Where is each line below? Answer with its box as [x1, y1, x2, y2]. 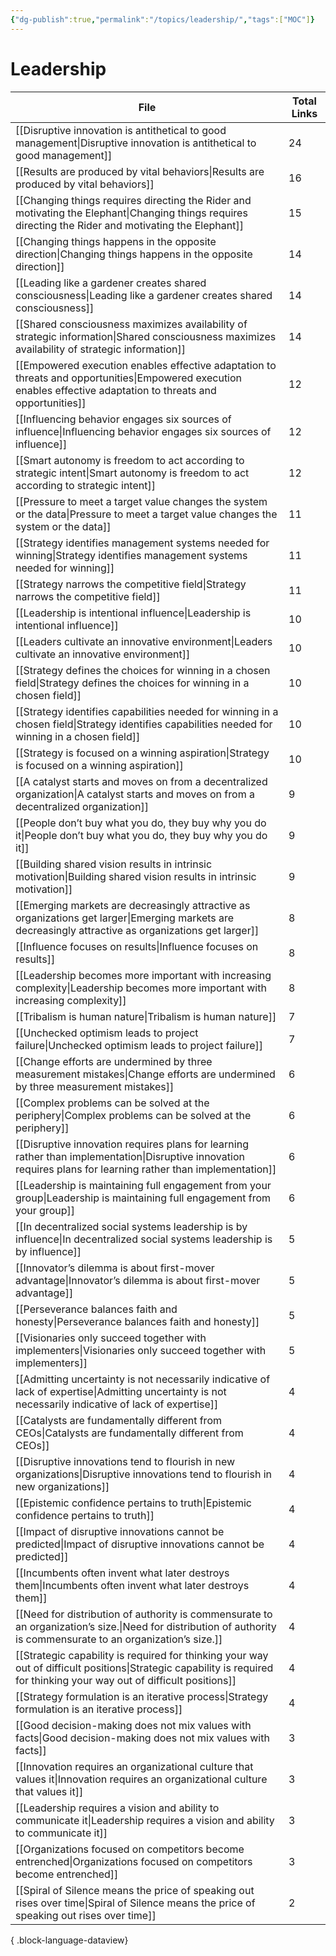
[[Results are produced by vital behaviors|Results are [15, 164, 265, 178]
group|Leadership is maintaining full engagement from [15, 1191, 272, 1205]
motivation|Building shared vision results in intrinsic [15, 869, 257, 883]
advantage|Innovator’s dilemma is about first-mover [15, 1273, 261, 1287]
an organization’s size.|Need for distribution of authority [15, 1619, 277, 1633]
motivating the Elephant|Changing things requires [15, 206, 248, 220]
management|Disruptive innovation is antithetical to [15, 136, 257, 150]
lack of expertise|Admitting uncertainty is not [15, 1384, 227, 1398]
